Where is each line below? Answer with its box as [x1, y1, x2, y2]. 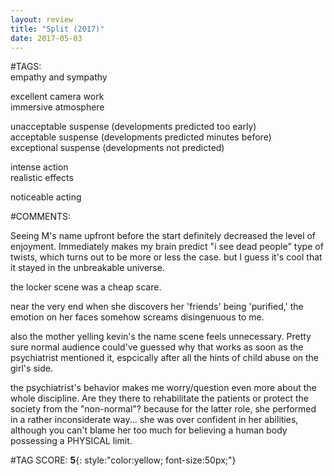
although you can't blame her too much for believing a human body [10, 424, 288, 436]
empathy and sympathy [10, 71, 108, 83]
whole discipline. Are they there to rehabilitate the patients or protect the [10, 392, 309, 405]
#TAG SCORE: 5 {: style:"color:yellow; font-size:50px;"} [10, 454, 237, 466]
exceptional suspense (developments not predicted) [10, 142, 225, 154]
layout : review [10, 14, 74, 25]
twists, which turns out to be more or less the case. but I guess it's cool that [10, 251, 323, 263]
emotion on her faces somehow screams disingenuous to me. [10, 311, 265, 323]
